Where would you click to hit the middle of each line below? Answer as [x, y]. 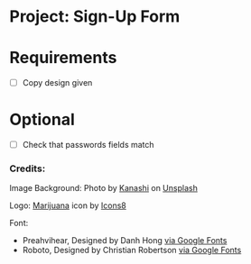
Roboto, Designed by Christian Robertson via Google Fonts [132, 250]
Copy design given [57, 83]
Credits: [28, 168]
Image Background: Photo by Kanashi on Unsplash [104, 188]
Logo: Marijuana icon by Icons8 [68, 205]
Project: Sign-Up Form [95, 17]
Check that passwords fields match [88, 145]
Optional [42, 120]
